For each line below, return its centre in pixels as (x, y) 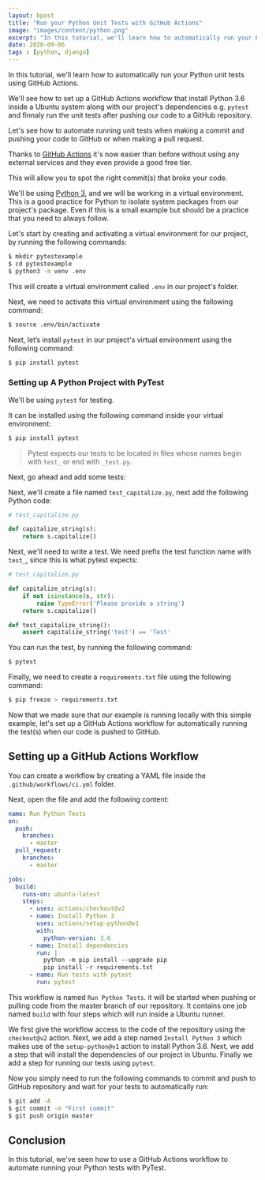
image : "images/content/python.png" (68, 30)
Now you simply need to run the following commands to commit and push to (132, 1078)
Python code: (30, 500)
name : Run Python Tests (47, 814)
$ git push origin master (50, 1116)
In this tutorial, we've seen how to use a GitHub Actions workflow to (118, 1159)
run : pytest (56, 983)
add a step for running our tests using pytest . (82, 1062)
